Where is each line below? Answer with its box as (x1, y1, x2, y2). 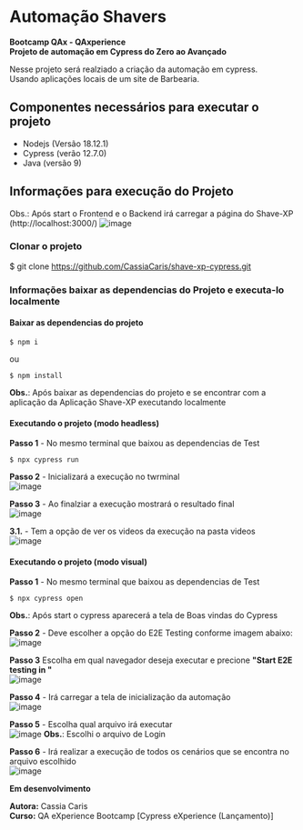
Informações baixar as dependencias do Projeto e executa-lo (9, 284, 285, 296)
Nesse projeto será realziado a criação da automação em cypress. (9, 64, 258, 75)
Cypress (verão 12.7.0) (22, 147, 107, 158)
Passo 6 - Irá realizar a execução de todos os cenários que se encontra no (9, 746, 289, 757)
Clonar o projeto (9, 240, 83, 253)
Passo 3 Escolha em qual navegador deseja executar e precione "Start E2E (9, 655, 293, 665)
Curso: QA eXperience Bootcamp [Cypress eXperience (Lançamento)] (9, 811, 275, 822)
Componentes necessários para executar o (9, 100, 259, 115)
